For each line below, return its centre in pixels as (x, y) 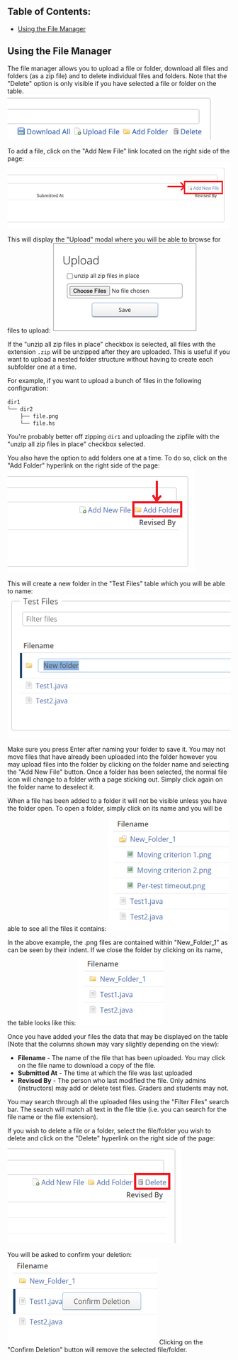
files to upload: (29, 330)
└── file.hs (38, 423)
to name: (20, 591)
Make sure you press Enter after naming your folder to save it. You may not (117, 750)
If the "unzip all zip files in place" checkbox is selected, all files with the (112, 344)
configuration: (28, 388)
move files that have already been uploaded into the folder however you (112, 757)
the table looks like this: (42, 1023)
